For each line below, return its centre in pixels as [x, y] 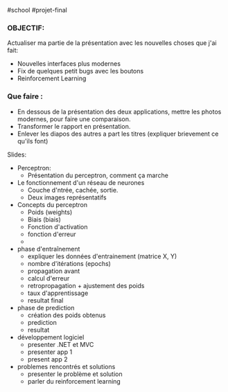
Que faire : [25, 96]
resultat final [45, 300]
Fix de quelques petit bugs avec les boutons [80, 71]
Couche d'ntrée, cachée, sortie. [73, 190]
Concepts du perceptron [52, 204]
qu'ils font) [33, 141]
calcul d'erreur [49, 278]
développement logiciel [51, 337]
